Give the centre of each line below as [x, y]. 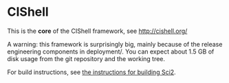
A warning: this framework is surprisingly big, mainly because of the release [115, 44]
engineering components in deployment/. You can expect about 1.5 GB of [111, 51]
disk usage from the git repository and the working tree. [86, 58]
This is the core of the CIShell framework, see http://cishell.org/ [97, 31]
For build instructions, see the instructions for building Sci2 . [92, 72]
